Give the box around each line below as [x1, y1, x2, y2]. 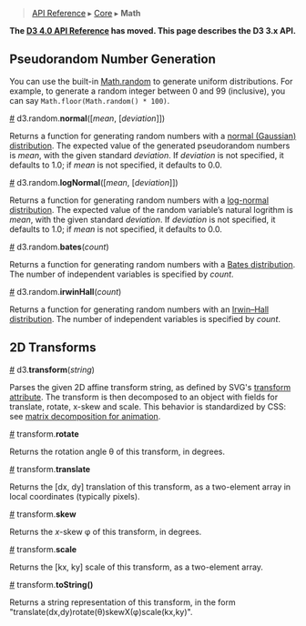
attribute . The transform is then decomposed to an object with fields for [9, 391, 279, 402]
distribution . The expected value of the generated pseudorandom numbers [9, 140, 291, 151]
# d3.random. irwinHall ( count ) [9, 286, 122, 297]
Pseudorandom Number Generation [9, 52, 217, 67]
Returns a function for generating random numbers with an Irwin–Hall [9, 304, 270, 315]
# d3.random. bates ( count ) [9, 241, 109, 252]
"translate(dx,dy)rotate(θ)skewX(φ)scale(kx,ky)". [9, 606, 193, 617]
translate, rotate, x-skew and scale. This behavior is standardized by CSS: [9, 400, 287, 412]
